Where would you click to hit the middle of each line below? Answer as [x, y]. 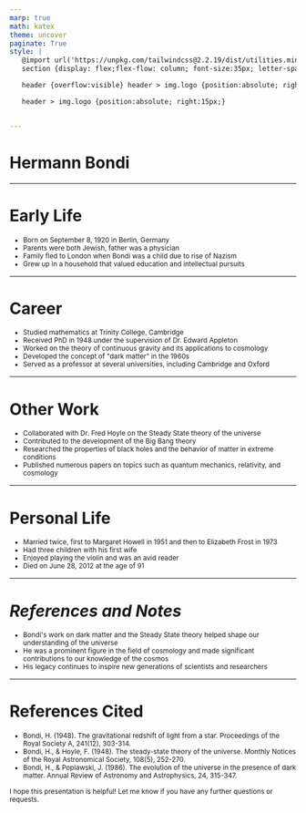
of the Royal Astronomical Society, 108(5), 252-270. [104, 760]
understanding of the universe [70, 643]
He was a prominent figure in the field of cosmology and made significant [138, 651]
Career [36, 309]
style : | [26, 52]
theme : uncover [38, 35]
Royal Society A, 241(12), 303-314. [77, 744]
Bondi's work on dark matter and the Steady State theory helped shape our [141, 635]
